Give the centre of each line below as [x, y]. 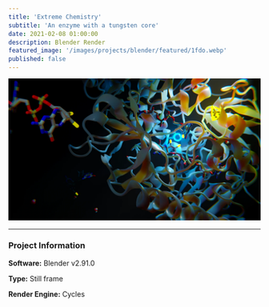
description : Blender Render [57, 42]
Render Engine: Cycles [47, 294]
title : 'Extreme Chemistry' [55, 17]
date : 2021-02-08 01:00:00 [53, 34]
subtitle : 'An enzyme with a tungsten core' [84, 25]
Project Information [47, 245]
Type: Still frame [36, 278]
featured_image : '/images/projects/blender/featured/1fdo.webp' [118, 51]
